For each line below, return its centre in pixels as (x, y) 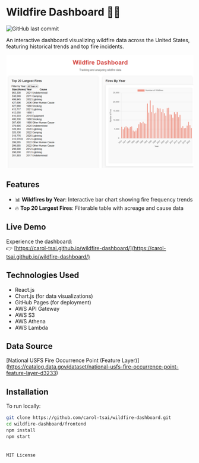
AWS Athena (30, 321)
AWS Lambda (31, 327)
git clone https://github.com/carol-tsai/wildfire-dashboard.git (89, 418)
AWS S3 (25, 315)
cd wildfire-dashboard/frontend (46, 424)
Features (23, 185)
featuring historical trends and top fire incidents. (65, 46)
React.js (25, 289)
